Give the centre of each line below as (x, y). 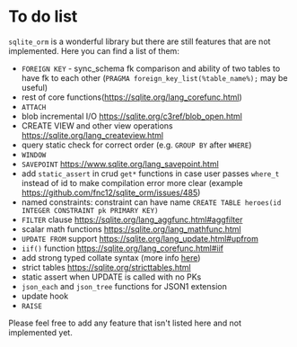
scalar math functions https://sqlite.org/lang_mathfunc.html (131, 229)
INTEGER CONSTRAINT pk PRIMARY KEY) (90, 210)
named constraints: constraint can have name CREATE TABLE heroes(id (151, 202)
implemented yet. (40, 332)
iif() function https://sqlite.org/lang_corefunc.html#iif (122, 248)
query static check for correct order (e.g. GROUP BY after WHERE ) (136, 145)
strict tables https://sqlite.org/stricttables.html (106, 267)
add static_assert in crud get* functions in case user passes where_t (150, 173)
